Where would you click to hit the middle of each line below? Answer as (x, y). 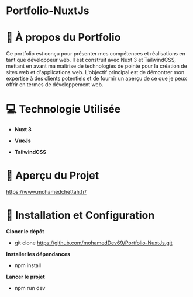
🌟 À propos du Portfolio (63, 38)
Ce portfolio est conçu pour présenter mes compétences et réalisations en (96, 54)
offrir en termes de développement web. (55, 85)
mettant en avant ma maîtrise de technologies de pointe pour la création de (96, 66)
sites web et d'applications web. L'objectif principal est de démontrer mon (95, 72)
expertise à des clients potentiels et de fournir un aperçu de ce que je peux (96, 78)
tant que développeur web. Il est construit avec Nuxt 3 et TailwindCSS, (91, 60)
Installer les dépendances (38, 254)
